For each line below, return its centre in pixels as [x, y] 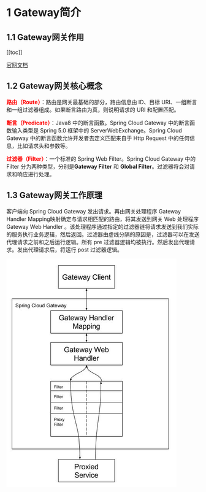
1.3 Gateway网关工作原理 [55, 195]
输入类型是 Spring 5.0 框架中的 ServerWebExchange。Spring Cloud [97, 130]
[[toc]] [14, 52]
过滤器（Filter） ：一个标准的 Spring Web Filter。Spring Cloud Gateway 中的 [101, 159]
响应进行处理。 [36, 174]
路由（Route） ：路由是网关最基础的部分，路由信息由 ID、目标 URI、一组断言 [102, 102]
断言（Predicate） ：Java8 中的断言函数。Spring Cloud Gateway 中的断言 [98, 123]
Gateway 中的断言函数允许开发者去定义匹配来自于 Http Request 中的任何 [98, 138]
